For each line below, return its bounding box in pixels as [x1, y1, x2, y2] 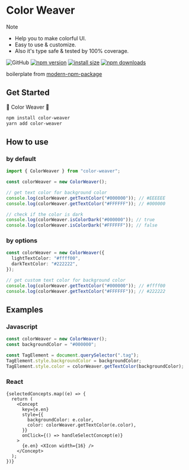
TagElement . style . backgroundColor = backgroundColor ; [6, 358, 142, 364]
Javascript [6, 322, 38, 330]
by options [6, 236, 37, 245]
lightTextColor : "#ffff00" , [11, 255, 81, 261]
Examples [6, 305, 43, 315]
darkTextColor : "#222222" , [11, 261, 78, 267]
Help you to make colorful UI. [14, 34, 87, 42]
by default [6, 154, 37, 163]
